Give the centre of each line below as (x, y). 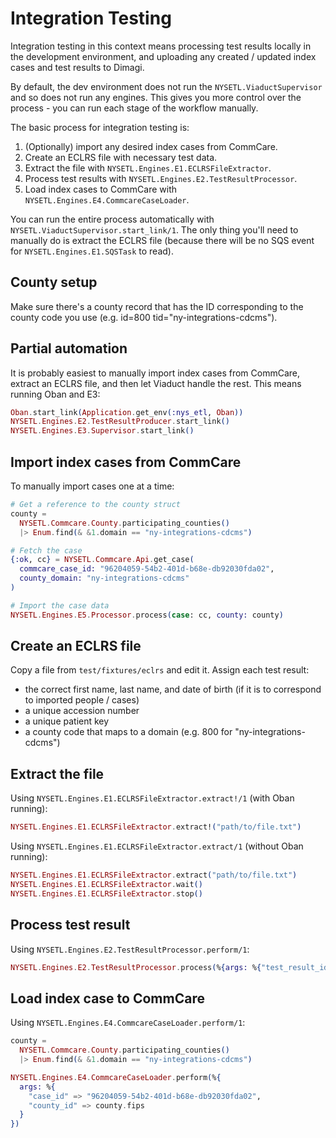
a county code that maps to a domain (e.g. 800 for (128, 732)
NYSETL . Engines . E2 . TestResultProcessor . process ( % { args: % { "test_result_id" (171, 967)
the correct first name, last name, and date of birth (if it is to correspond (173, 689)
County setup (54, 282)
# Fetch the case (46, 550)
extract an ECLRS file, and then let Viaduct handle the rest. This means (156, 383)
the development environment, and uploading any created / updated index (163, 56)
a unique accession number (82, 711)
